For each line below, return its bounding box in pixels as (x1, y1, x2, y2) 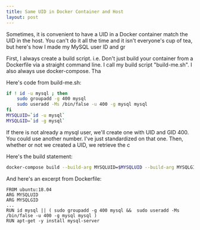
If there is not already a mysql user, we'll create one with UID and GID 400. (6, 128, 189, 136)
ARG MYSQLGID (6, 197, 39, 203)
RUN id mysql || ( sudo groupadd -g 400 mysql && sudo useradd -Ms (6, 207, 180, 213)
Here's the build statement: (6, 153, 73, 160)
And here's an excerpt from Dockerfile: (6, 175, 102, 182)
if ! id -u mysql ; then (6, 90, 68, 96)
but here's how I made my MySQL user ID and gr (6, 43, 126, 51)
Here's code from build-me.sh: (6, 78, 82, 86)
